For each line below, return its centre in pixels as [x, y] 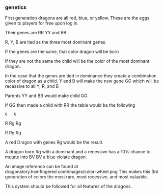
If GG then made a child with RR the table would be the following [70, 105]
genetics [16, 7]
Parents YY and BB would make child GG [46, 96]
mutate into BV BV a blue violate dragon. [46, 157]
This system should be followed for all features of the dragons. [68, 186]
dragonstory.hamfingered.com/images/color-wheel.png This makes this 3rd [82, 172]
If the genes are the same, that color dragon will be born [62, 52]
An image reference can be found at [42, 167]
